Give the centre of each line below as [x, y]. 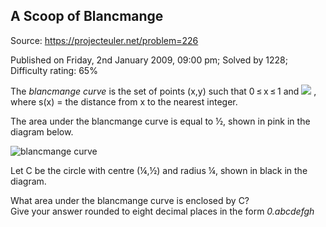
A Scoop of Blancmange [87, 16]
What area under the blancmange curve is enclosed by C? [130, 200]
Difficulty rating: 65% [54, 70]
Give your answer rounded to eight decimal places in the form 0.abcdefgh [162, 211]
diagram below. [42, 131]
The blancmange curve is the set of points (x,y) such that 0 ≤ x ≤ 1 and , [163, 91]
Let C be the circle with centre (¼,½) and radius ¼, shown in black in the [159, 170]
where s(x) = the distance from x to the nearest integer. [124, 101]
